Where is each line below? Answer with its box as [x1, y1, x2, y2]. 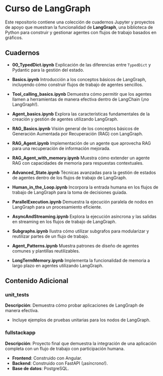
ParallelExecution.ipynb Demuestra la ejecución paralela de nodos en [12, 199, 153, 205]
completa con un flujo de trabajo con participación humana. [5, 345, 125, 352]
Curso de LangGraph [5, 3, 91, 14]
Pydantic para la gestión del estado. [12, 67, 84, 73]
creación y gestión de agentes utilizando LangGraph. [12, 116, 118, 122]
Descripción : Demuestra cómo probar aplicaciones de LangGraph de [5, 302, 145, 308]
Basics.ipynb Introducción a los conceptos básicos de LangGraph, [12, 76, 147, 82]
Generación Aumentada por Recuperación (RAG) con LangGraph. [12, 130, 144, 137]
